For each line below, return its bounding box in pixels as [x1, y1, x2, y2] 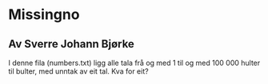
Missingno [8, 6, 80, 24]
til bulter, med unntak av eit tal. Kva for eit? [8, 67, 150, 76]
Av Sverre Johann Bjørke [8, 37, 134, 51]
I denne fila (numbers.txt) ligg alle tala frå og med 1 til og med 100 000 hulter [8, 58, 261, 67]
